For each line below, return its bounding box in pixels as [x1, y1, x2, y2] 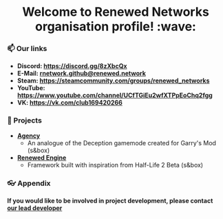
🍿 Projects [7, 116, 43, 125]
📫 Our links [7, 44, 47, 54]
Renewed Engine [17, 153, 67, 162]
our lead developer [7, 204, 63, 212]
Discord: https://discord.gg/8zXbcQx [17, 62, 127, 70]
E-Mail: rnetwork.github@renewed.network [17, 70, 147, 78]
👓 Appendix [7, 178, 51, 188]
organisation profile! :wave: [35, 19, 196, 34]
